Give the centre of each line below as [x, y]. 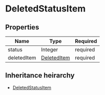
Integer [49, 49]
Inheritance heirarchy [40, 75]
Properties [22, 27]
